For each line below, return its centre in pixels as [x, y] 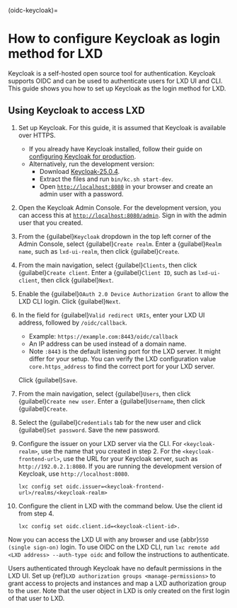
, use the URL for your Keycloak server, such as [129, 458]
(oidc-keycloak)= [33, 10]
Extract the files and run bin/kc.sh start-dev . [106, 179]
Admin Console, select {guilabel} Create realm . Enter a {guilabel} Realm [120, 244]
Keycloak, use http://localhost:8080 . [74, 474]
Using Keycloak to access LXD [77, 111]
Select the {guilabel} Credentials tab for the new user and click [110, 422]
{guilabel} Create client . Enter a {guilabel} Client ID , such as [107, 272]
